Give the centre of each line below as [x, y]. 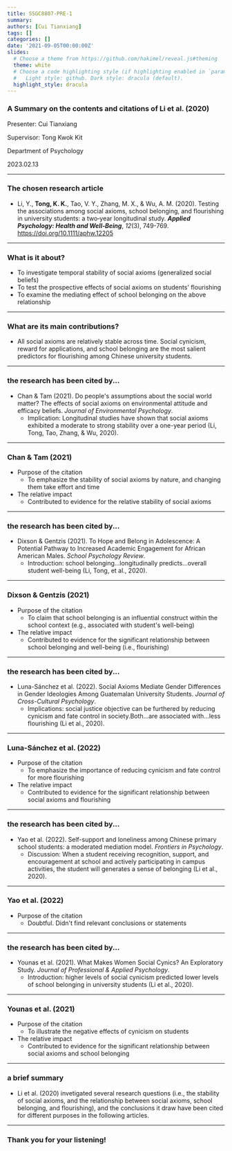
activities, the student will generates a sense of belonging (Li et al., [123, 869]
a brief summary [36, 1078]
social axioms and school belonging [78, 1053]
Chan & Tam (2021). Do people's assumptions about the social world [114, 396]
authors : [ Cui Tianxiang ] [44, 26]
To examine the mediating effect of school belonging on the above [112, 295]
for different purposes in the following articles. [83, 1115]
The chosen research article [55, 188]
